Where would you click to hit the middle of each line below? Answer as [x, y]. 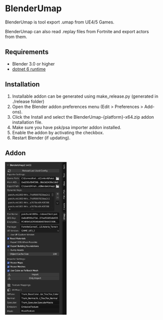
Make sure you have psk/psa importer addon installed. [67, 127]
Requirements [27, 52]
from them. [16, 37]
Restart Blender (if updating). [41, 138]
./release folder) [28, 101]
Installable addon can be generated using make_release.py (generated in [85, 96]
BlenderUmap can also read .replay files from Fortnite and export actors [77, 31]
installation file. [27, 122]
